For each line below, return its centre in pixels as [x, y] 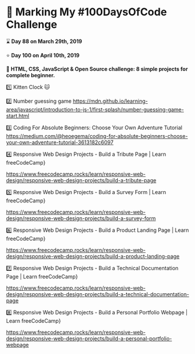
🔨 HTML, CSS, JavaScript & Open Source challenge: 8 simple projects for [97, 69]
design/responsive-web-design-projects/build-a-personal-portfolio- [89, 338]
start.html [18, 116]
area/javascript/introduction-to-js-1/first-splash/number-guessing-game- [95, 109]
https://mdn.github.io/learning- [110, 101]
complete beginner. [31, 75]
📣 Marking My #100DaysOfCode [87, 12]
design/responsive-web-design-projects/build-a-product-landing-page [93, 256]
